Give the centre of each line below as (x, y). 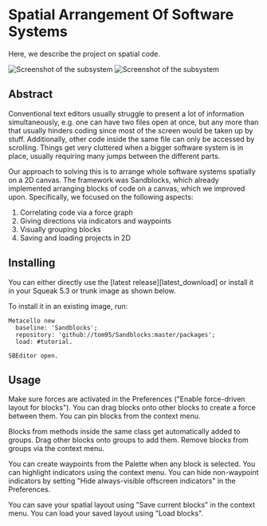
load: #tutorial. (44, 342)
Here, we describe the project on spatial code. (84, 53)
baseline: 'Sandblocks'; (57, 328)
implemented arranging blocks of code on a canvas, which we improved (127, 188)
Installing (32, 263)
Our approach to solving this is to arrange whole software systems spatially (132, 171)
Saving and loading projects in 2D (75, 238)
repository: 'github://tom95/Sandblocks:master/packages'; (116, 334)
